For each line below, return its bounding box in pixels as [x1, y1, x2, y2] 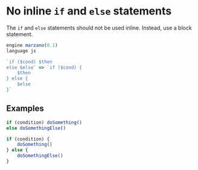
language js [6, 48, 36, 54]
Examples [6, 104, 44, 114]
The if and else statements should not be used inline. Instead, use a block [6, 24, 192, 31]
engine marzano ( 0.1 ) [6, 42, 59, 48]
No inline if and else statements [6, 4, 172, 18]
